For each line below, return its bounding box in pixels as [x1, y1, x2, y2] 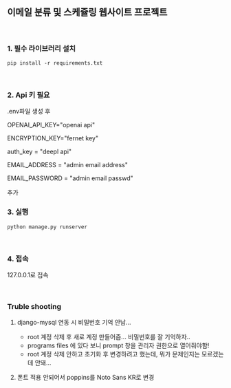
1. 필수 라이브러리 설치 [7, 43, 76, 53]
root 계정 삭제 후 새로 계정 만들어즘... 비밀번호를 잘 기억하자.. [27, 333, 190, 341]
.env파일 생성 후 [7, 107, 51, 116]
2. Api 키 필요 [7, 90, 50, 100]
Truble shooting [7, 301, 62, 311]
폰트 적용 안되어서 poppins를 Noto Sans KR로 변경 [16, 374, 155, 382]
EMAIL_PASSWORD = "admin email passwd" [7, 174, 134, 182]
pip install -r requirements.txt [7, 60, 103, 67]
